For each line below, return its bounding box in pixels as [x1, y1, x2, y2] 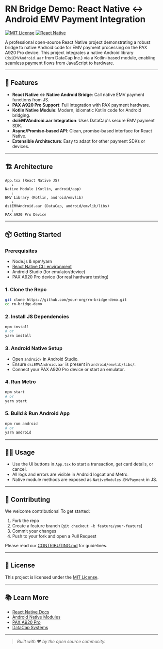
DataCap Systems [12, 624, 49, 630]
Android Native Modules [12, 614, 61, 620]
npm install [5, 324, 29, 329]
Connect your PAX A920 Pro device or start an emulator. [12, 366, 125, 372]
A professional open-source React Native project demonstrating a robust [5, 39, 150, 45]
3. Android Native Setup [5, 345, 63, 352]
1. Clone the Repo [5, 286, 47, 293]
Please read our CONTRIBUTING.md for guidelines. [5, 542, 108, 548]
